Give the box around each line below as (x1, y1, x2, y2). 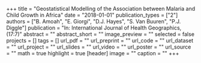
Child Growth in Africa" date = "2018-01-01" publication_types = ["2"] (6, 11, 178, 19)
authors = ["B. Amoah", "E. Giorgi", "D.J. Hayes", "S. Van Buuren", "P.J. (6, 18, 181, 25)
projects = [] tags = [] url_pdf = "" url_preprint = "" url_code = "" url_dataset (6, 37, 194, 44)
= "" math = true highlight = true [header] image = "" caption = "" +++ (6, 50, 179, 56)
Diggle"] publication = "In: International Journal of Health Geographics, (6, 24, 182, 31)
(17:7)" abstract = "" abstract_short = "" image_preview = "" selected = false (6, 31, 195, 38)
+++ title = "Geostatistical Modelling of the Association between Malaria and (6, 5, 196, 12)
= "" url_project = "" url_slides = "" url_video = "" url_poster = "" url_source (6, 43, 191, 50)
